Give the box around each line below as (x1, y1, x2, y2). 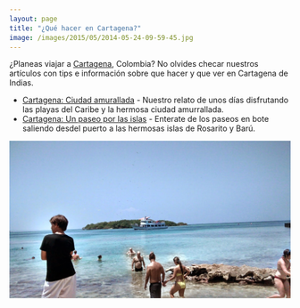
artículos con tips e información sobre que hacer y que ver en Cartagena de (9, 68, 288, 79)
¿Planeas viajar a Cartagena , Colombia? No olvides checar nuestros (9, 59, 259, 69)
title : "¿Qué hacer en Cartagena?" (9, 23, 142, 33)
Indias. (9, 77, 34, 88)
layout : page (9, 14, 58, 23)
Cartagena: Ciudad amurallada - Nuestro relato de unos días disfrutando (21, 94, 288, 106)
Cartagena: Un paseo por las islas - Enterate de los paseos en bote (21, 114, 270, 125)
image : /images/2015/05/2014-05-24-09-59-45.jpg (9, 33, 194, 42)
